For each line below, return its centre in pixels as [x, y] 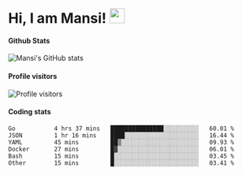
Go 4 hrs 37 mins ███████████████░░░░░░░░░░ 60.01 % [121, 128]
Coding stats [30, 112]
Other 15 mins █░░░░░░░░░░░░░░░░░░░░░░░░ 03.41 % [121, 163]
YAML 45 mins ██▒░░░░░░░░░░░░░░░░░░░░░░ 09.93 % [121, 142]
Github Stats [29, 40]
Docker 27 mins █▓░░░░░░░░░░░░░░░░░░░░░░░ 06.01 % [121, 149]
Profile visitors [33, 76]
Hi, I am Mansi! [58, 19]
